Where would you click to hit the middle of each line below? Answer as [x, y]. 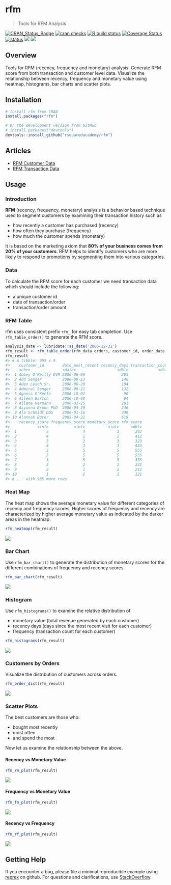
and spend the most [34, 738]
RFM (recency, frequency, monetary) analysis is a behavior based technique [85, 210]
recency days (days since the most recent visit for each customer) [82, 626]
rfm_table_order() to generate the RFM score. [54, 337]
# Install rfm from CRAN [32, 112]
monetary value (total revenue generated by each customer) [76, 621]
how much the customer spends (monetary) [59, 236]
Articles [18, 151]
